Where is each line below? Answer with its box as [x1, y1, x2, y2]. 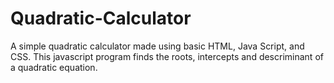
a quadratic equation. [10, 61, 98, 73]
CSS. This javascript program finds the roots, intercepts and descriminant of [10, 50, 324, 62]
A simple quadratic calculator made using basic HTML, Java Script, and [10, 40, 305, 52]
